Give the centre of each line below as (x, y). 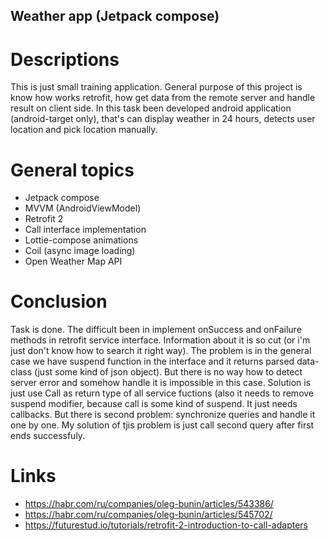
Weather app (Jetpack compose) (115, 16)
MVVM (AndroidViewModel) (83, 208)
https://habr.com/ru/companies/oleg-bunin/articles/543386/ (149, 504)
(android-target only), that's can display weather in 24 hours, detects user (163, 119)
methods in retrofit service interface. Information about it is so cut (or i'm (160, 340)
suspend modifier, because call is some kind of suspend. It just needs (154, 404)
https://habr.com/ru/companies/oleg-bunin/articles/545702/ (148, 515)
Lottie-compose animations (81, 240)
